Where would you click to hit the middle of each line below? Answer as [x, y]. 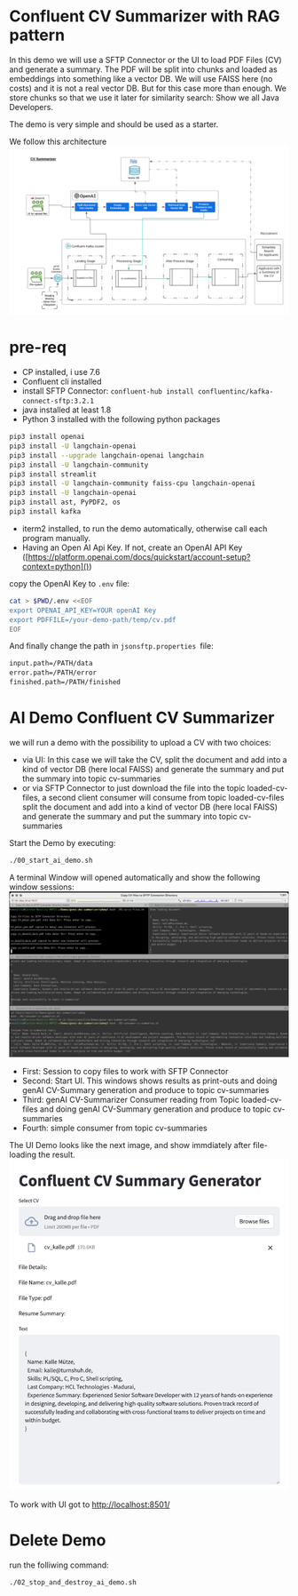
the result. [57, 1155]
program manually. [56, 538]
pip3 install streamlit [53, 474]
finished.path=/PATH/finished [65, 682]
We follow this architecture [58, 141]
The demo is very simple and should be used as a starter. [114, 124]
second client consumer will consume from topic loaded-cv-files [166, 798]
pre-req [38, 347]
